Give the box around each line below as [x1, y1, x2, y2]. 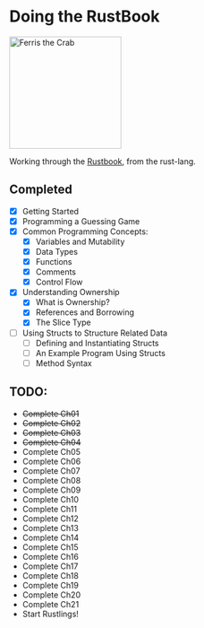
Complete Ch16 [21, 551, 79, 562]
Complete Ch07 [21, 465, 81, 476]
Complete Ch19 [21, 580, 79, 590]
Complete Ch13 [21, 522, 79, 533]
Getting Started [21, 205, 79, 216]
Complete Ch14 [21, 532, 80, 543]
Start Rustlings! [21, 608, 79, 619]
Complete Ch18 [21, 570, 79, 580]
